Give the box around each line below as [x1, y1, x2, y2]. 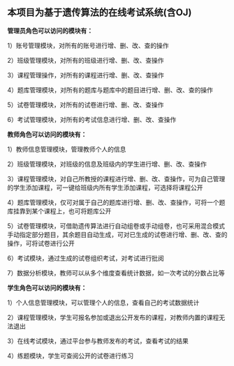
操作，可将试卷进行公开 [7, 239, 75, 247]
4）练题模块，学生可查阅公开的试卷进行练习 [7, 351, 134, 360]
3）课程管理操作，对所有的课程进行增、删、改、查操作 [7, 70, 164, 79]
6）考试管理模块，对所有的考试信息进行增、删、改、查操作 [7, 115, 177, 123]
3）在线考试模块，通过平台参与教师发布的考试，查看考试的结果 [7, 337, 189, 345]
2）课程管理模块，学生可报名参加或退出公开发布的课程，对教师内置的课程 [7, 313, 219, 321]
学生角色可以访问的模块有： [7, 283, 87, 291]
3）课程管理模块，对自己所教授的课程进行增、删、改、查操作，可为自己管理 [7, 174, 226, 183]
